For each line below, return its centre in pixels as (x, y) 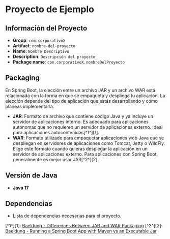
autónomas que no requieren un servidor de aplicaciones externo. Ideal (88, 127)
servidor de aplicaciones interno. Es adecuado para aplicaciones (80, 122)
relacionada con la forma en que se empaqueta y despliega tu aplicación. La (85, 96)
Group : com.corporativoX (39, 40)
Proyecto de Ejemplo (50, 9)
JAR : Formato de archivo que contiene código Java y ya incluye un (83, 116)
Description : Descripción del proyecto (54, 56)
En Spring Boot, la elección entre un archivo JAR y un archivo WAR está (80, 90)
